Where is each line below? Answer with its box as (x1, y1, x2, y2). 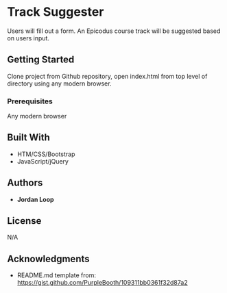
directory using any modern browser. (7, 79, 112, 88)
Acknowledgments (7, 253, 91, 264)
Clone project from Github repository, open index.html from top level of (7, 72, 208, 80)
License (7, 215, 42, 227)
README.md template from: (16, 271, 96, 279)
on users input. (7, 34, 50, 42)
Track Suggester (7, 4, 104, 20)
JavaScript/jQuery (16, 157, 69, 165)
